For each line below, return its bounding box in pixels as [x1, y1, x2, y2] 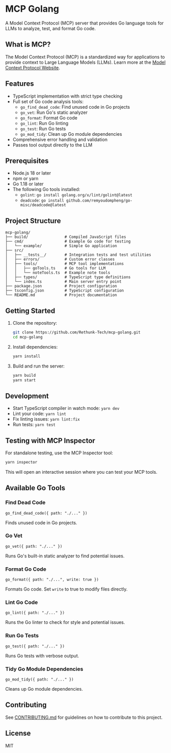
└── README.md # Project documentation [5, 293, 117, 298]
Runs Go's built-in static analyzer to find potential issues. [5, 552, 125, 559]
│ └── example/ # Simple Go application [5, 244, 117, 249]
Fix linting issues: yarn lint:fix [12, 416, 80, 422]
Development [5, 392, 49, 400]
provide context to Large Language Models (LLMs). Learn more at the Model [5, 59, 166, 65]
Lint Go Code [5, 599, 38, 606]
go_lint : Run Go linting [20, 120, 69, 126]
